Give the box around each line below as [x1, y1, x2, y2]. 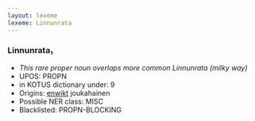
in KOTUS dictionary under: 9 [18, 80, 115, 89]
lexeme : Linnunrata [7, 19, 72, 27]
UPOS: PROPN [18, 71, 67, 81]
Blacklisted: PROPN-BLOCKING [18, 104, 122, 115]
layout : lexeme [7, 11, 58, 20]
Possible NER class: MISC [18, 96, 104, 106]
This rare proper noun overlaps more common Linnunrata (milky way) [18, 62, 248, 72]
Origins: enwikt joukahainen [18, 88, 110, 97]
